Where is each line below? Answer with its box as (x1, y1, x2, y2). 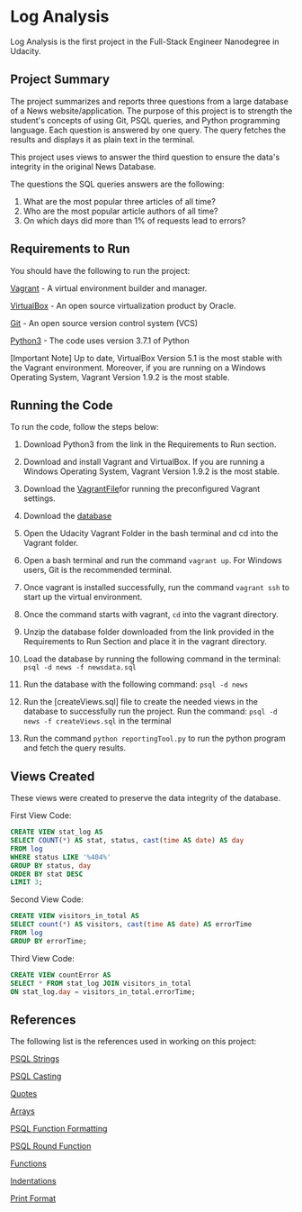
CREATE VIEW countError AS (10, 971, 111, 980)
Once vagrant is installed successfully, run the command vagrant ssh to (22, 582, 290, 593)
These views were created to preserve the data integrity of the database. (10, 793, 281, 804)
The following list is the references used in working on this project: (10, 1036, 257, 1047)
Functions (10, 1158, 48, 1169)
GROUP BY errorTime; (10, 936, 88, 945)
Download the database (22, 511, 112, 522)
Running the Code (10, 397, 113, 413)
